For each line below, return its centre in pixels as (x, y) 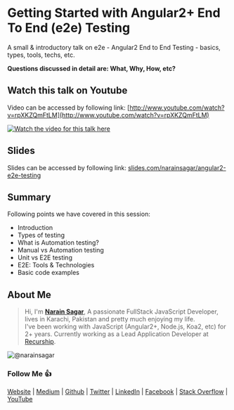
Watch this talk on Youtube (67, 90)
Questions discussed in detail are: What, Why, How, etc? (91, 68)
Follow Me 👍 (30, 374)
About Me (29, 294)
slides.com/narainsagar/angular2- (177, 167)
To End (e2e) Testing (69, 28)
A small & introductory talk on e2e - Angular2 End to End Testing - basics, (114, 47)
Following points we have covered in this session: (79, 214)
